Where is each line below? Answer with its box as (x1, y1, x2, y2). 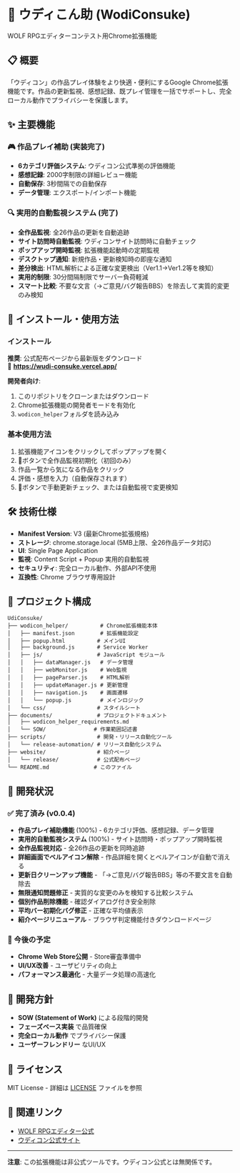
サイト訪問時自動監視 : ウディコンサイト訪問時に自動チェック (17, 236, 196, 245)
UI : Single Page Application (17, 546, 99, 554)
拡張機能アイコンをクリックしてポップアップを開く (17, 447, 168, 456)
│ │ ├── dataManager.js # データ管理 (7, 659, 134, 667)
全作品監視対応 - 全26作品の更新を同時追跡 (17, 844, 145, 852)
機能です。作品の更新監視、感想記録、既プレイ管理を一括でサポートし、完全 (7, 86, 232, 95)
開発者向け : (7, 376, 41, 386)
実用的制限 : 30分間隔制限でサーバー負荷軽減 (17, 272, 149, 281)
